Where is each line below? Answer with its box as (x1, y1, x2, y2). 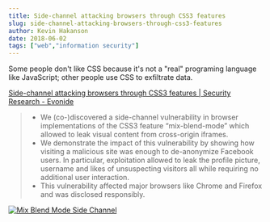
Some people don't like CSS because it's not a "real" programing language (8, 64, 257, 73)
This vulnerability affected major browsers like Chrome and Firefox (40, 181, 263, 191)
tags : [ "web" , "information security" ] (8, 42, 139, 50)
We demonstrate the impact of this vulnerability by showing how (40, 138, 255, 148)
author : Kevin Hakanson (8, 27, 89, 35)
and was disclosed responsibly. (40, 190, 146, 199)
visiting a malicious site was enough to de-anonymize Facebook (40, 147, 255, 157)
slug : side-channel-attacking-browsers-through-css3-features (8, 19, 222, 27)
